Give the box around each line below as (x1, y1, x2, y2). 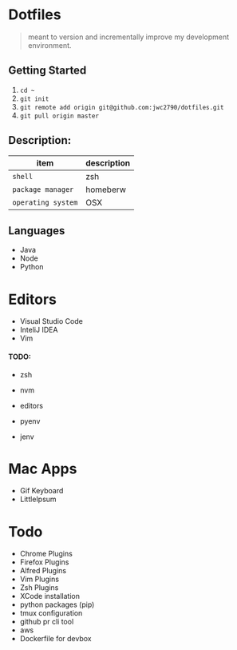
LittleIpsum (19, 494, 57, 504)
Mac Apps (8, 460, 77, 477)
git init (19, 94, 49, 103)
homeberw (85, 184, 126, 195)
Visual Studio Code (19, 317, 84, 326)
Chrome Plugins (19, 549, 73, 559)
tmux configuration (19, 608, 83, 618)
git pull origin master (19, 112, 100, 120)
